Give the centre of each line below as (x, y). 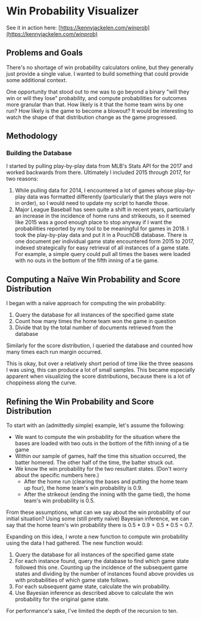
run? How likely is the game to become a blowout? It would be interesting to (100, 111)
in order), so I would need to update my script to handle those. (92, 203)
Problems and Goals (44, 53)
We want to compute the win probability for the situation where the (97, 437)
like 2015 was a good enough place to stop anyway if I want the (93, 222)
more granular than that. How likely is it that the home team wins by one (95, 104)
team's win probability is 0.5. (59, 501)
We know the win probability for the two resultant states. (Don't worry (101, 469)
